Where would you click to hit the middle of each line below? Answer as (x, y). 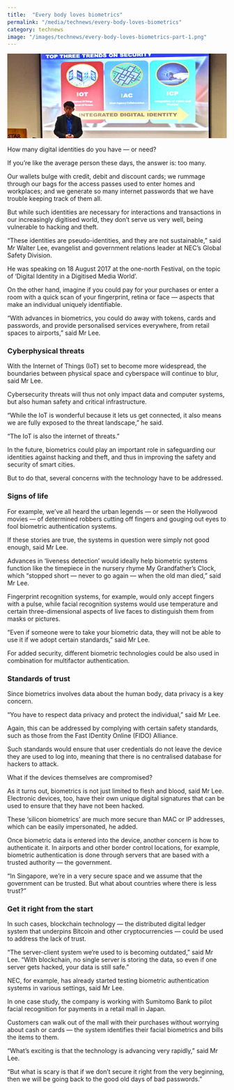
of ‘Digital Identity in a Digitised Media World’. (72, 276)
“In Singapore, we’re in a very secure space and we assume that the (105, 876)
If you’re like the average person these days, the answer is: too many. (107, 163)
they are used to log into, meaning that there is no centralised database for (114, 756)
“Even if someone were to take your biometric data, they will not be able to (114, 632)
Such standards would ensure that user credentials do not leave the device (115, 749)
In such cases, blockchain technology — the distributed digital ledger (107, 924)
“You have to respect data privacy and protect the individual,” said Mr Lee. (114, 714)
